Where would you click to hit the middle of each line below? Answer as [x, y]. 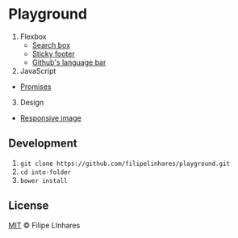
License [29, 206]
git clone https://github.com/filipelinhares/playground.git [125, 164]
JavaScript [38, 70]
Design [32, 102]
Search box [51, 45]
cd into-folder [46, 172]
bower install [44, 181]
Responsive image [51, 117]
